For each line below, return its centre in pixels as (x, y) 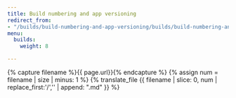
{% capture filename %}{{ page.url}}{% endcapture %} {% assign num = (113, 72)
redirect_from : (29, 20)
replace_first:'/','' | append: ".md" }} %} (64, 87)
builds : (25, 40)
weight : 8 (34, 46)
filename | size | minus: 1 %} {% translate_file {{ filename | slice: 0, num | (112, 80)
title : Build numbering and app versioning (72, 14)
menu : (15, 33)
